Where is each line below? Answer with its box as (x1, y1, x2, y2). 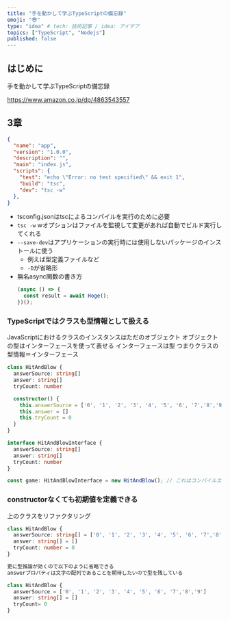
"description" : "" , (13, 155, 69, 162)
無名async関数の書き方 (16, 272, 83, 281)
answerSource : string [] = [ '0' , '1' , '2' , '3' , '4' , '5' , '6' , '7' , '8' (13, 532, 222, 539)
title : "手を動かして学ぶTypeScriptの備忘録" (7, 10, 127, 17)
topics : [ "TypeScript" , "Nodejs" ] (7, 29, 106, 36)
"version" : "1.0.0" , (13, 148, 72, 155)
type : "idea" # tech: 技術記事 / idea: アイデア (7, 23, 140, 29)
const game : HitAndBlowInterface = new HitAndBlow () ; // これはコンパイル (7, 477, 217, 485)
